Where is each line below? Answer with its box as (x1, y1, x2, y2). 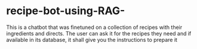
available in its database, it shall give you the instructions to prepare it (6, 36, 178, 43)
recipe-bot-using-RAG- (6, 4, 125, 18)
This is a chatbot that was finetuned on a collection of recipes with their (6, 24, 183, 31)
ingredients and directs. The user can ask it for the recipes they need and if (6, 30, 192, 37)
